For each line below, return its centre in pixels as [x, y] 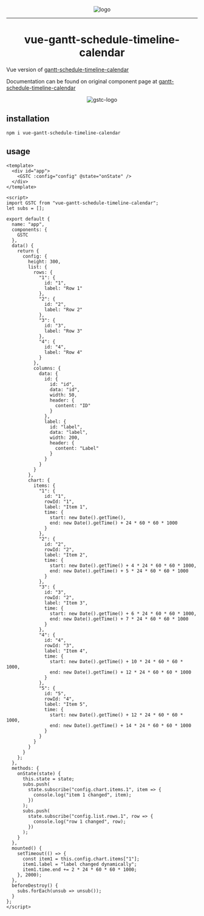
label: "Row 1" [64, 288]
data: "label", [69, 432]
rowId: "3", [59, 645]
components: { [29, 229]
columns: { [47, 368]
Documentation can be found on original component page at [82, 81]
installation [28, 119]
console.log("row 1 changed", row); [80, 822]
